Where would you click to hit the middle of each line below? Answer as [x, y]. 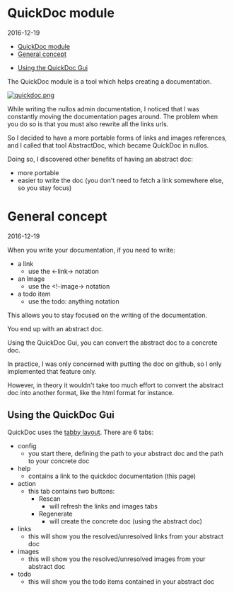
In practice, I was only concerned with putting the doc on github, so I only [115, 364]
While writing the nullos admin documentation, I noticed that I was [103, 109]
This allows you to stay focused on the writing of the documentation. [107, 315]
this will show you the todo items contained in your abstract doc [121, 581]
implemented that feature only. [52, 371]
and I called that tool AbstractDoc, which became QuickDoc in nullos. [108, 145]
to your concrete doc [59, 461]
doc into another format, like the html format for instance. [91, 392]
